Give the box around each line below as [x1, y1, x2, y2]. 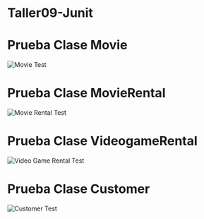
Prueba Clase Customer [7, 181, 150, 197]
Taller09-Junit [7, 5, 94, 21]
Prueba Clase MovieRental [7, 85, 166, 101]
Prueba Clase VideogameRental [7, 133, 198, 149]
